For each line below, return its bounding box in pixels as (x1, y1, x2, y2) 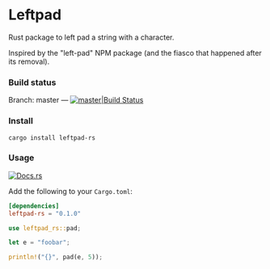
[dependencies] (8, 202, 60, 210)
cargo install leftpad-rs (8, 133, 95, 142)
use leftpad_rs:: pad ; (8, 224, 82, 232)
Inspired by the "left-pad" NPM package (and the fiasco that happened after (8, 48, 263, 57)
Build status (8, 77, 57, 88)
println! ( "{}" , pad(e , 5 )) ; (8, 253, 103, 262)
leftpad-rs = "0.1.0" (8, 209, 82, 217)
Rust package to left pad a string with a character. (8, 32, 175, 42)
